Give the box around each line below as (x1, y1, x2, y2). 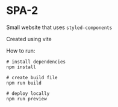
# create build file (6, 74, 58, 80)
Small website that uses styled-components (6, 24, 113, 31)
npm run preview (6, 96, 47, 102)
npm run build (6, 80, 42, 86)
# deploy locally (6, 90, 50, 97)
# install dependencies (6, 59, 66, 65)
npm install (6, 64, 36, 70)
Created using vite (6, 35, 52, 42)
